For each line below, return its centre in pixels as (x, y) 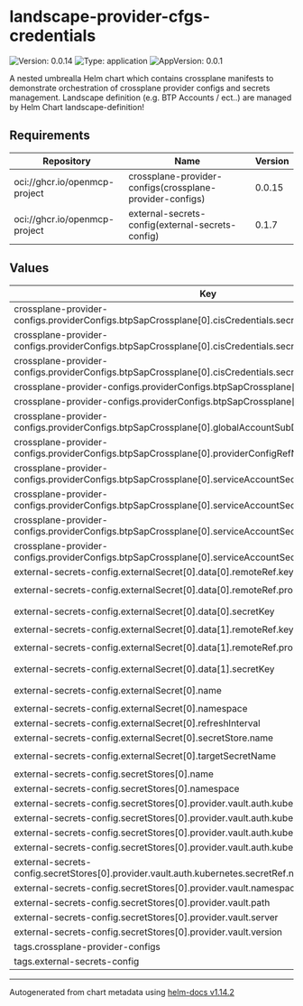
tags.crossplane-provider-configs (87, 946)
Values (29, 268)
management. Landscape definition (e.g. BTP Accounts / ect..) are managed (151, 98)
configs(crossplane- (172, 187)
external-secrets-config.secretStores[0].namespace (127, 788)
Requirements (50, 136)
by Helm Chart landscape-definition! (77, 107)
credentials (53, 36)
